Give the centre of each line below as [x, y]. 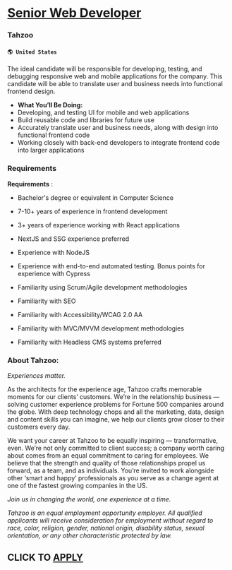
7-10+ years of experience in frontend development [92, 211]
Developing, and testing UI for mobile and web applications [103, 113]
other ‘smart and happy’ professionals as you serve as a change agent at [113, 477]
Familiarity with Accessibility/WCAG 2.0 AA [80, 314]
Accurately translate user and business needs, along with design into [118, 128]
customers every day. [39, 427]
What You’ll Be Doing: [50, 105]
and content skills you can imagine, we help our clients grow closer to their [116, 419]
